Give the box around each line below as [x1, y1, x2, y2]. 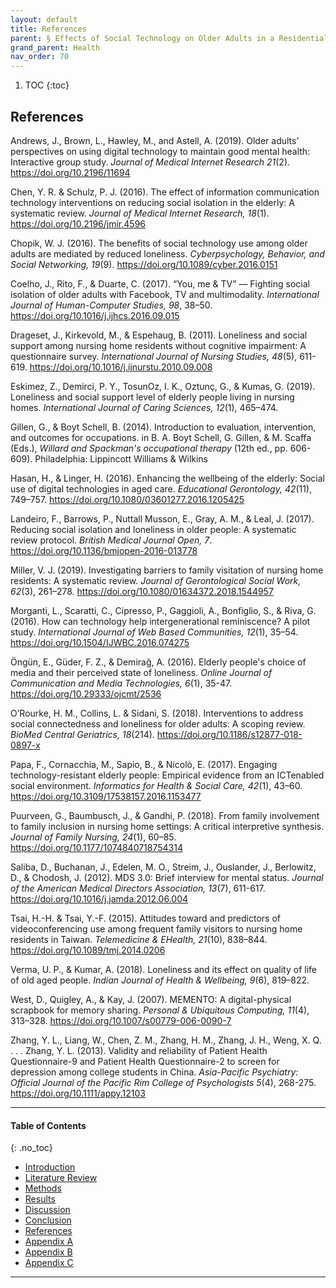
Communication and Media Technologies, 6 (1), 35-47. [10, 677, 233, 689]
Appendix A [24, 1236, 74, 1248]
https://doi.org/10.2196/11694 [10, 166, 131, 178]
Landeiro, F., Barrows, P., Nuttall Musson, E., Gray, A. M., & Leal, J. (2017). [10, 512, 315, 525]
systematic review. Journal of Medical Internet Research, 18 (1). [10, 207, 270, 219]
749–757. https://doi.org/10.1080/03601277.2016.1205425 [10, 493, 245, 505]
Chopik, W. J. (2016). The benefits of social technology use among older [10, 237, 308, 249]
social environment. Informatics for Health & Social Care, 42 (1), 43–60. [10, 779, 303, 791]
